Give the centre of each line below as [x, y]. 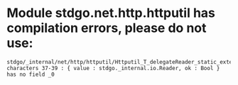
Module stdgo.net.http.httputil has [111, 13]
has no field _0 [31, 74]
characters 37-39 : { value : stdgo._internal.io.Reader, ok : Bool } [113, 68]
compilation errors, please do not [107, 28]
